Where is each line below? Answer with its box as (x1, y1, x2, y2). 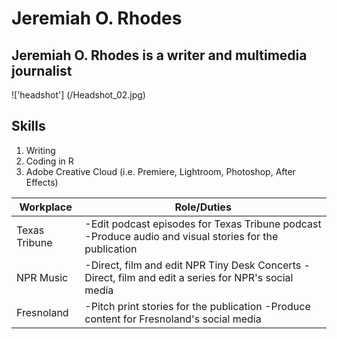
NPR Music (16, 270, 69, 284)
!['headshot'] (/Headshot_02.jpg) (11, 89, 146, 101)
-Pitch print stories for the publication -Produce (84, 299, 311, 313)
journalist (11, 62, 73, 79)
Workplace (19, 200, 73, 214)
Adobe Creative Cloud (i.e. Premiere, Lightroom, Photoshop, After (25, 165, 296, 177)
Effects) (25, 176, 59, 188)
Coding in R (25, 155, 74, 167)
